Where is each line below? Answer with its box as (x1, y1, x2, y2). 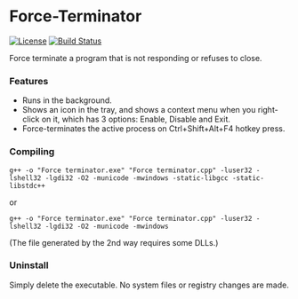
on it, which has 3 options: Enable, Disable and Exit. (41, 114, 231, 125)
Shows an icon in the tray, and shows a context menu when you (21, 105, 256, 115)
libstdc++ (9, 181, 46, 190)
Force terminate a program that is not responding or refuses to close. (9, 52, 262, 63)
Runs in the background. (21, 95, 113, 106)
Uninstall (9, 259, 49, 271)
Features (9, 75, 49, 87)
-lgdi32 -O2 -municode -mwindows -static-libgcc (44, 173, 229, 183)
